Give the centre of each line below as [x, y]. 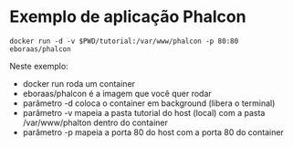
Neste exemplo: [39, 66]
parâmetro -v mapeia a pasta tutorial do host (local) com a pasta [144, 112]
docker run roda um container [78, 83]
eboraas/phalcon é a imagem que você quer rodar [117, 93]
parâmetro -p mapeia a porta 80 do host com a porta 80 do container [153, 132]
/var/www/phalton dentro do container [95, 122]
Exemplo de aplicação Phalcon [128, 17]
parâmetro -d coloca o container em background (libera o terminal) [149, 103]
